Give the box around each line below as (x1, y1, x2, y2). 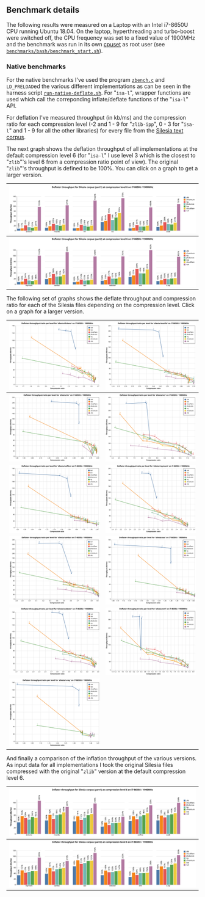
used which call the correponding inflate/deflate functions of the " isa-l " (6, 96, 189, 103)
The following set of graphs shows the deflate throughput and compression (6, 295, 196, 302)
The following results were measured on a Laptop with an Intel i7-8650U (6, 21, 189, 28)
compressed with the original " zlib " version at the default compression (6, 768, 186, 775)
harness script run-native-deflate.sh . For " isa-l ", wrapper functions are (6, 89, 191, 96)
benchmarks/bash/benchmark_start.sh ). (6, 47, 103, 54)
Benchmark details (6, 5, 80, 15)
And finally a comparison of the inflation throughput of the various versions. (6, 754, 197, 762)
